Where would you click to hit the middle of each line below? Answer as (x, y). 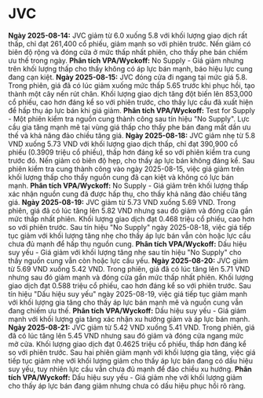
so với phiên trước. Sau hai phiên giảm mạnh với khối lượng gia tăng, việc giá (132, 352)
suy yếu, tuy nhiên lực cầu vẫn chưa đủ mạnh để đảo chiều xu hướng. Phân (130, 369)
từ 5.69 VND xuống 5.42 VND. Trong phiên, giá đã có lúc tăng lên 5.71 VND (129, 268)
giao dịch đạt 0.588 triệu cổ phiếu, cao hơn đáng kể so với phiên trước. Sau (130, 285)
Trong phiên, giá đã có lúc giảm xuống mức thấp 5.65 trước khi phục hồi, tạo (131, 85)
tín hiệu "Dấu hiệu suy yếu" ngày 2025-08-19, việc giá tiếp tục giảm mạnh (128, 294)
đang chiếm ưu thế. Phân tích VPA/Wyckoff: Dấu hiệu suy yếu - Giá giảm (128, 310)
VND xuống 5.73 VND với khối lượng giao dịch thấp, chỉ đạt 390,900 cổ (123, 144)
